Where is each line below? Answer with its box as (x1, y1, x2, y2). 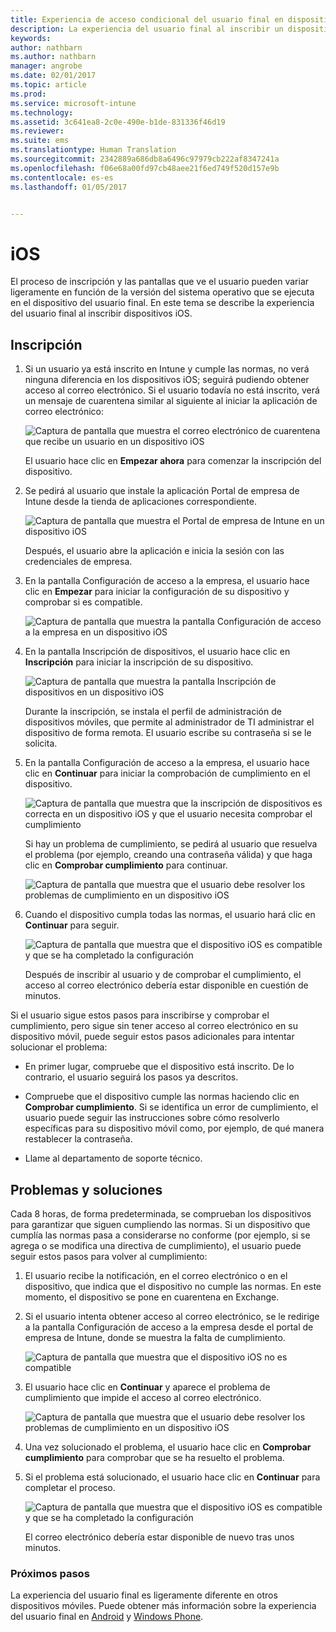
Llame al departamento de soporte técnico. (24, 1152, 203, 1165)
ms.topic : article (10, 80, 87, 90)
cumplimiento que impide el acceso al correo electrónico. (24, 1391, 262, 1403)
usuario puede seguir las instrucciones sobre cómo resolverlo (24, 1112, 280, 1124)
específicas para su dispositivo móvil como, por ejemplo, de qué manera (24, 1122, 325, 1135)
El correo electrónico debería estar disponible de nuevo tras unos (24, 1531, 295, 1543)
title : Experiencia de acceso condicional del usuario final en (10, 14, 284, 25)
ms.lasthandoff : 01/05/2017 (10, 182, 128, 192)
